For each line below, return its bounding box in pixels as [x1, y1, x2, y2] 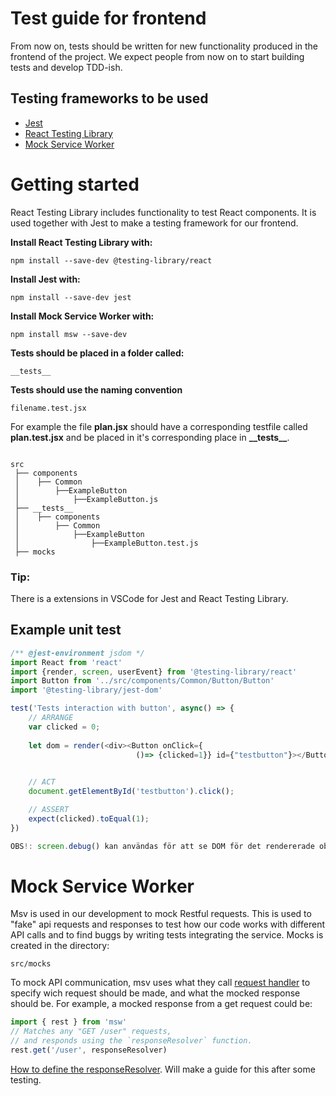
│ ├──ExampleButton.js [14, 494, 159, 504]
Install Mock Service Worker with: [10, 310, 155, 322]
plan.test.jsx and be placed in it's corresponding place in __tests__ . [10, 431, 290, 443]
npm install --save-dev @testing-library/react [10, 255, 213, 266]
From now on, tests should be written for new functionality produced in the [10, 40, 319, 52]
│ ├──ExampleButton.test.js [14, 538, 199, 548]
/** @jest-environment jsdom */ [10, 648, 145, 658]
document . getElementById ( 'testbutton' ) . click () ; [28, 787, 235, 797]
